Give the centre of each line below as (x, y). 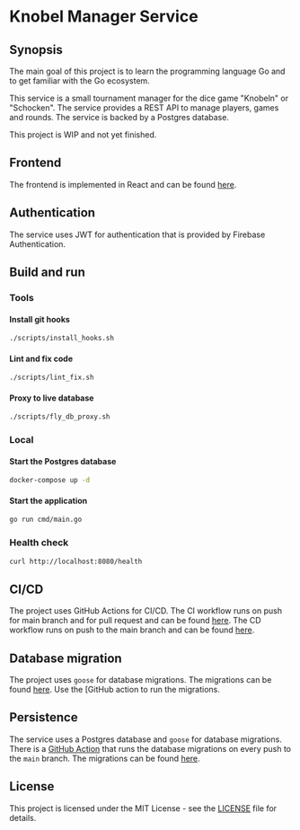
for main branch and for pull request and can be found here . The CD (136, 621)
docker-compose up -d (50, 481)
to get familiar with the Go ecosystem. (79, 81)
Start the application (49, 500)
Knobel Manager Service (104, 17)
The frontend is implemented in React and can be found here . (123, 184)
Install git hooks (40, 319)
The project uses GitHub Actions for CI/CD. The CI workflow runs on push (146, 611)
